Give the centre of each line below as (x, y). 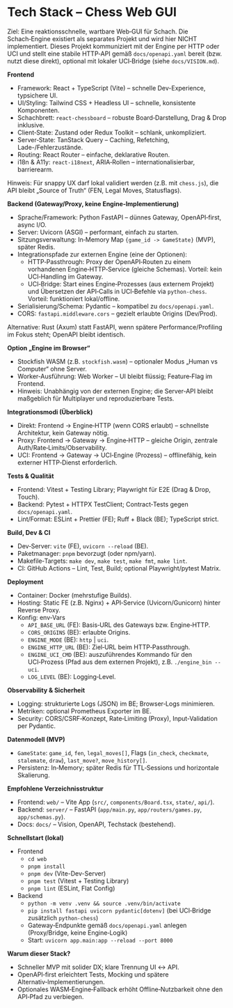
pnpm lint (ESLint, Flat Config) (71, 888)
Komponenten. (38, 110)
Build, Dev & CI (29, 532)
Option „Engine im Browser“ (49, 348)
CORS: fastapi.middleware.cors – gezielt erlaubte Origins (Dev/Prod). (117, 313)
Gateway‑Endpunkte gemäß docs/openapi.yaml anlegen (107, 925)
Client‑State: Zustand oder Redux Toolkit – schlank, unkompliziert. (112, 132)
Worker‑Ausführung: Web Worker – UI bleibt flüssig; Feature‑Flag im (115, 376)
